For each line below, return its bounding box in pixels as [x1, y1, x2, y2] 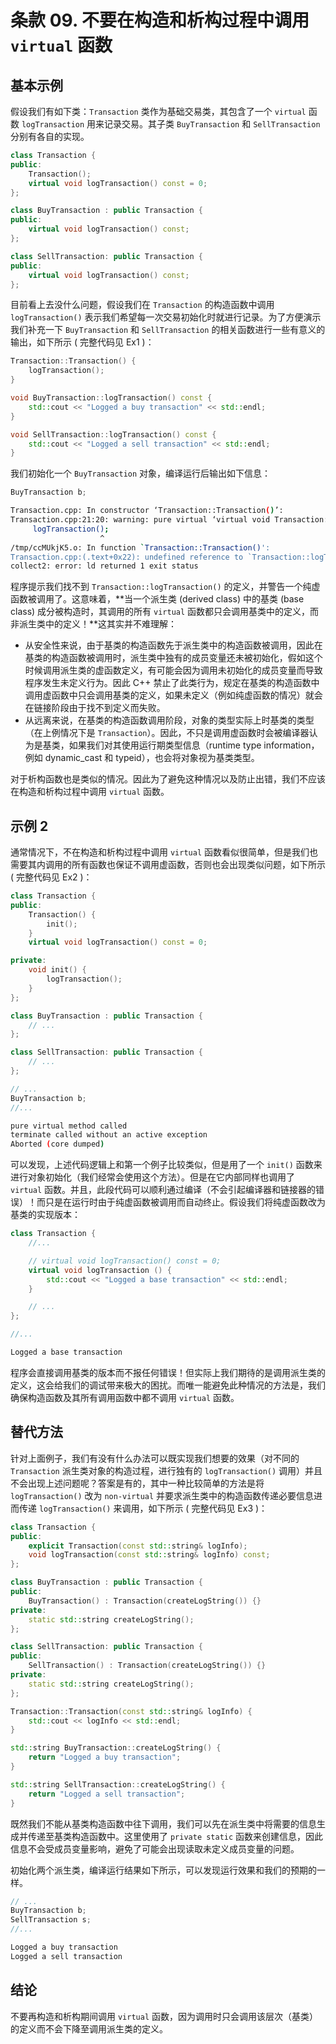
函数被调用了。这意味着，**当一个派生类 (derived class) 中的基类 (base [10, 593, 305, 605]
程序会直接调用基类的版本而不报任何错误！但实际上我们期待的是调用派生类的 [10, 1366, 326, 1378]
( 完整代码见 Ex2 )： [10, 871, 93, 883]
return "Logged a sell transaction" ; [28, 1789, 186, 1799]
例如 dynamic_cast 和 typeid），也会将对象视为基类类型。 [24, 752, 260, 764]
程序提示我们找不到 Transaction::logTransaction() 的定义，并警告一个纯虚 [10, 581, 321, 593]
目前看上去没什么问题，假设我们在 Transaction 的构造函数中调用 [10, 299, 275, 311]
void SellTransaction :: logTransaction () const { [10, 429, 217, 440]
